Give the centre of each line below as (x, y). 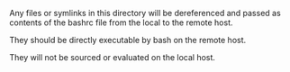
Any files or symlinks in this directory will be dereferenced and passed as (145, 13)
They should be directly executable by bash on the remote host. (128, 40)
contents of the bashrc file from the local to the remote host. (121, 22)
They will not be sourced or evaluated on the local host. (113, 57)
